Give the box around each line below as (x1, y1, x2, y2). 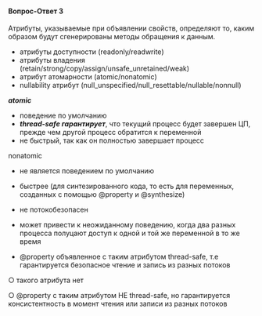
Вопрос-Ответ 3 (8, 6, 64, 16)
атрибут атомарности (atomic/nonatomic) (19, 72, 158, 82)
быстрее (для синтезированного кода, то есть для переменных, (19, 181, 235, 191)
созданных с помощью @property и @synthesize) (19, 190, 185, 199)
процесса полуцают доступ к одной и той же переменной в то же (19, 228, 241, 238)
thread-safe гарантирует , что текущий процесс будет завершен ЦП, (19, 119, 251, 129)
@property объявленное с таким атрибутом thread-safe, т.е (19, 252, 219, 262)
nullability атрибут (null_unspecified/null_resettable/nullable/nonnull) (19, 81, 242, 90)
